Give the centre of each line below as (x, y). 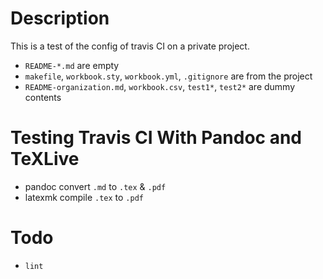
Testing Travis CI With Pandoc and (156, 138)
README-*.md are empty (72, 65)
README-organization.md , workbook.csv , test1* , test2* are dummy (160, 86)
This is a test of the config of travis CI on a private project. (130, 46)
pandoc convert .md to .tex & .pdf (95, 186)
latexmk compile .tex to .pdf (84, 197)
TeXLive (45, 159)
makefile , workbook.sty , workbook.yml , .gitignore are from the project (168, 76)
